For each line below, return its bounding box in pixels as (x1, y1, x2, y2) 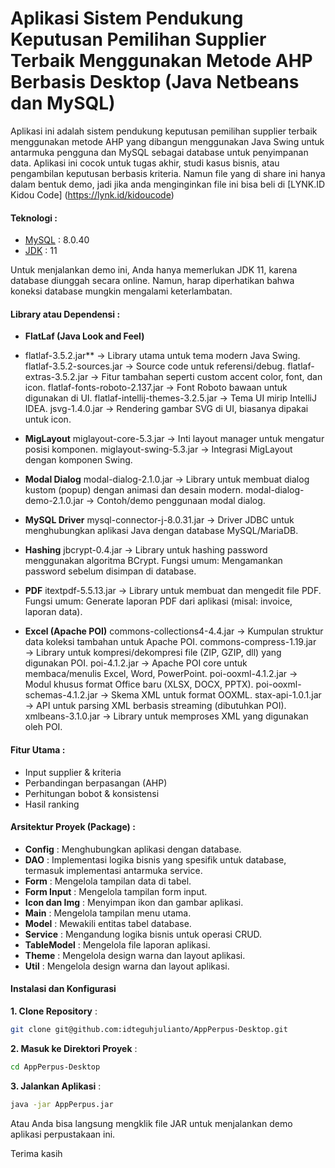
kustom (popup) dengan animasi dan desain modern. (24, 484, 244, 496)
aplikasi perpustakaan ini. (10, 1128, 116, 1140)
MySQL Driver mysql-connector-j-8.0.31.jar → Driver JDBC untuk (24, 514, 295, 526)
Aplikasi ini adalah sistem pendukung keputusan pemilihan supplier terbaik (10, 125, 318, 137)
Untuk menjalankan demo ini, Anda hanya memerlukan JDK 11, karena (10, 264, 298, 276)
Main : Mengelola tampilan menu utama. (24, 907, 192, 919)
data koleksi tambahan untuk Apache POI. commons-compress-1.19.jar (24, 636, 317, 648)
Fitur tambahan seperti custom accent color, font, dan (101, 371, 323, 383)
